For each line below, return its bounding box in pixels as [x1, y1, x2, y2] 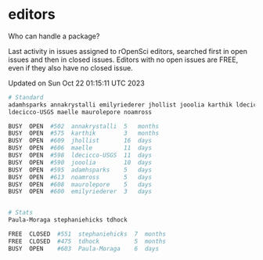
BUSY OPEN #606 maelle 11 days [8, 144, 153, 152]
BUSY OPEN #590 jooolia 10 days [8, 158, 153, 166]
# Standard [8, 93, 44, 101]
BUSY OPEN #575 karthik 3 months [8, 129, 159, 138]
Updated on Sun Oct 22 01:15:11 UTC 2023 [8, 78, 145, 88]
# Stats [8, 209, 34, 217]
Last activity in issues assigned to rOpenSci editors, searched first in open [8, 46, 248, 56]
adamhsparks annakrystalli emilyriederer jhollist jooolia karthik [8, 100, 233, 109]
